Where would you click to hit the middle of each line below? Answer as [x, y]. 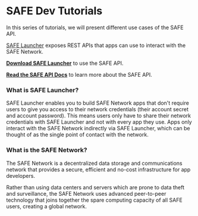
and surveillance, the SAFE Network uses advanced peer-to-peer [86, 193]
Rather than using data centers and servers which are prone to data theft [95, 187]
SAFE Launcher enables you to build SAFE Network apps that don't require [98, 103]
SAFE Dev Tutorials [54, 11]
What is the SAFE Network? [47, 150]
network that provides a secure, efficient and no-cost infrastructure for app [98, 169]
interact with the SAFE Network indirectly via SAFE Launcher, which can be [98, 129]
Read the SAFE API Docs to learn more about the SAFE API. [79, 74]
